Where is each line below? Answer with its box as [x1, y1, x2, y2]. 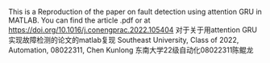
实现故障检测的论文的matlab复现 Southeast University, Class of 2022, [8, 36, 239, 44]
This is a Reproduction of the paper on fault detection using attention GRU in [8, 7, 262, 16]
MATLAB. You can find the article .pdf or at [8, 15, 151, 25]
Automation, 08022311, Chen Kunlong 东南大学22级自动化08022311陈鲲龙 [8, 45, 254, 55]
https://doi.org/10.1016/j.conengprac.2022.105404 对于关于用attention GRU [8, 25, 258, 35]
